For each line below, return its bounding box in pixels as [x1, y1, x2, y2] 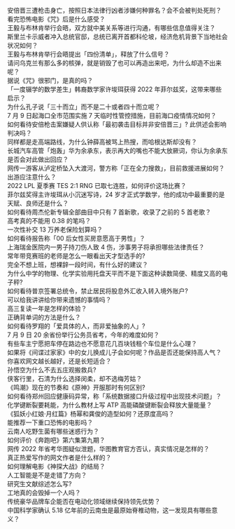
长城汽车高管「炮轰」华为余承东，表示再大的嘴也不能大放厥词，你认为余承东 [7, 147, 228, 154]
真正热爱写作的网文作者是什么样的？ [7, 453, 112, 462]
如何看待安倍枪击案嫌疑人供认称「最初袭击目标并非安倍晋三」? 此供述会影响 [7, 120, 227, 128]
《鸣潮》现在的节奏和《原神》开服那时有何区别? [7, 383, 145, 391]
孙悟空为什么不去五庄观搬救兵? [7, 366, 97, 374]
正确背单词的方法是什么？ [7, 313, 81, 321]
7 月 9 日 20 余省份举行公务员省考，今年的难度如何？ [7, 330, 159, 339]
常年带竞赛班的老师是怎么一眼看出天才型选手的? [7, 252, 145, 260]
